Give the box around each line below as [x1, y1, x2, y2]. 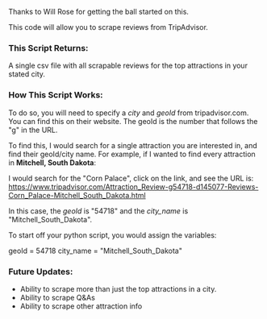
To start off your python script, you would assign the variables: [8, 230, 217, 240]
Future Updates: [8, 266, 73, 277]
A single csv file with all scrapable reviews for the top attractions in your [8, 60, 248, 71]
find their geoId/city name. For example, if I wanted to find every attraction [8, 149, 256, 159]
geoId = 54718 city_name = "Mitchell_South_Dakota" [8, 246, 183, 255]
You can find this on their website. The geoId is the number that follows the [8, 116, 258, 126]
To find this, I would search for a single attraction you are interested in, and [8, 140, 258, 150]
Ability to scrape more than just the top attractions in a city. [19, 284, 217, 293]
